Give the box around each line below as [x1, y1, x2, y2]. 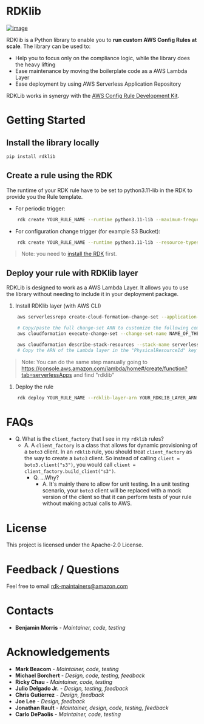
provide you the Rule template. [6, 193, 83, 200]
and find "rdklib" [73, 371, 115, 378]
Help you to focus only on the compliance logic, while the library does [15, 54, 190, 61]
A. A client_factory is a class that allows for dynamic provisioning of [24, 442, 198, 449]
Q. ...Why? [33, 474, 59, 481]
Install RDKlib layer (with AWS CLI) [15, 302, 101, 309]
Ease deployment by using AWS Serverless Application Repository [15, 80, 182, 88]
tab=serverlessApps [21, 371, 72, 378]
